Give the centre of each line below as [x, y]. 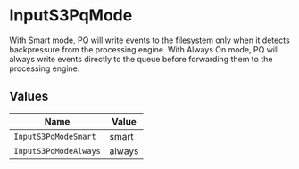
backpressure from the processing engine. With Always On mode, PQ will [144, 49]
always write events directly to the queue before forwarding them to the [141, 59]
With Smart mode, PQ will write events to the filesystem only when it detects [149, 40]
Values [29, 97]
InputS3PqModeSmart [55, 136]
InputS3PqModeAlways [57, 151]
